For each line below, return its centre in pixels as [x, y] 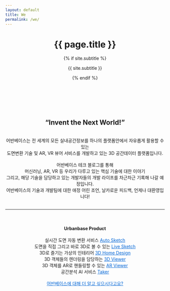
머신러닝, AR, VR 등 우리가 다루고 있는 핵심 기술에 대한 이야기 [85, 171]
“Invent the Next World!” [85, 122]
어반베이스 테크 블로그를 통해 [85, 165]
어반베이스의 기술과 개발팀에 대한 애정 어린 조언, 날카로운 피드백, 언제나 [76, 190]
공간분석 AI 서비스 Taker [85, 272]
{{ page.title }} [85, 44]
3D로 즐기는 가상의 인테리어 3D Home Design [85, 253]
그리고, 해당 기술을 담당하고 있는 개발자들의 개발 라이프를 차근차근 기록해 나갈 [82, 178]
